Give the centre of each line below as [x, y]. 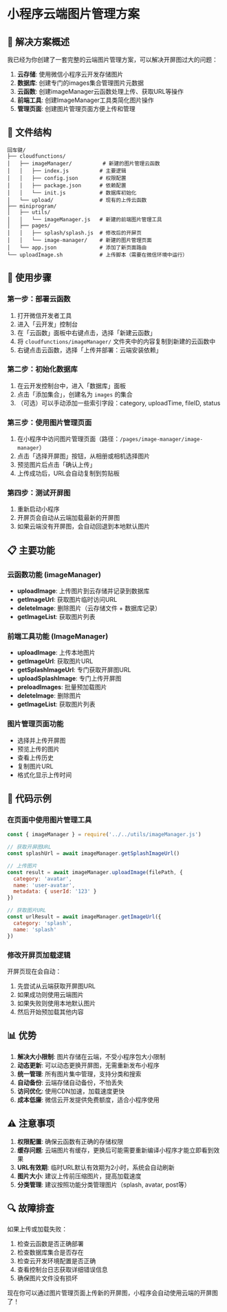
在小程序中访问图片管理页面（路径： [68, 439]
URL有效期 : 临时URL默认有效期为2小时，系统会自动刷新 [96, 1167]
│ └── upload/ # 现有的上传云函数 [77, 200]
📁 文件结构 [29, 133]
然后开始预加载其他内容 [50, 1011]
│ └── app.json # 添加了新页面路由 [77, 248]
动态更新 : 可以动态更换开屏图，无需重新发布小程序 [88, 1065]
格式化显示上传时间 [44, 775]
